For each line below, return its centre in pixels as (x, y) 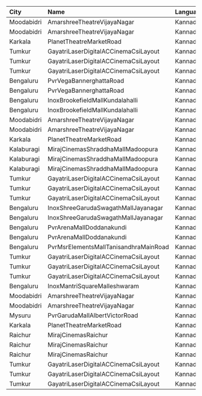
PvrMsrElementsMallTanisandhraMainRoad (108, 247)
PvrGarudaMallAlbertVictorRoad (93, 315)
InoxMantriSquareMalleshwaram (93, 286)
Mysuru (20, 315)
